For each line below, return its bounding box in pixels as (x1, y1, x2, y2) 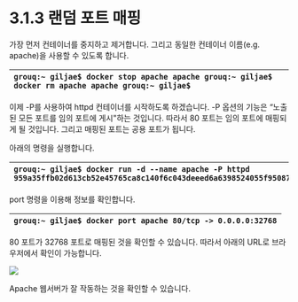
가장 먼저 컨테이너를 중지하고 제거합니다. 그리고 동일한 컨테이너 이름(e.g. (9, 39, 260, 50)
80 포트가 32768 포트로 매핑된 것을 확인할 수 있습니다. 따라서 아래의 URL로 (9, 236, 271, 247)
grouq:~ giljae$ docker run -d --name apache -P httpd (13, 164, 250, 174)
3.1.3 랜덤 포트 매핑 (9, 8, 142, 28)
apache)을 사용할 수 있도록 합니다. (9, 50, 129, 60)
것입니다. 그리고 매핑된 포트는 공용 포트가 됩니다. (27, 123, 196, 134)
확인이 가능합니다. (39, 247, 102, 258)
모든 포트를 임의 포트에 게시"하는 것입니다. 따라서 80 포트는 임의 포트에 (18, 112, 263, 123)
